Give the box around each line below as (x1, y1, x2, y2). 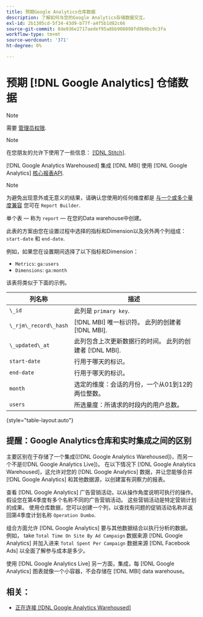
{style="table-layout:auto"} (6, 416, 74, 423)
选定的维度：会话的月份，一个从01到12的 (74, 380, 193, 388)
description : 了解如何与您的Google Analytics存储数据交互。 (6, 15, 148, 21)
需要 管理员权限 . (6, 124, 47, 131)
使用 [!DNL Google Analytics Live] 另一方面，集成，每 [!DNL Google (6, 559, 175, 567)
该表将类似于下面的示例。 (6, 278, 70, 286)
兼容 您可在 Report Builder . (11, 201, 81, 209)
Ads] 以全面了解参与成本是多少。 (6, 547, 89, 554)
